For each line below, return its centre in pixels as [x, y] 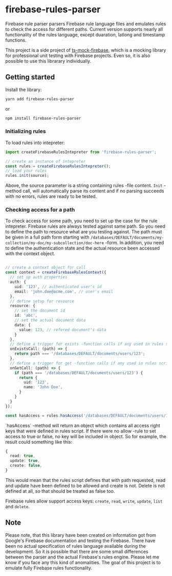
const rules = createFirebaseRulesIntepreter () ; [58, 166]
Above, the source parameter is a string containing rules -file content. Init [84, 186]
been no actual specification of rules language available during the [76, 546]
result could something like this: [39, 442]
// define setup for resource [42, 301]
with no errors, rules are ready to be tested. [51, 196]
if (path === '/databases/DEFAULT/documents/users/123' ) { [79, 373]
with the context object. [30, 254]
